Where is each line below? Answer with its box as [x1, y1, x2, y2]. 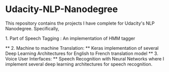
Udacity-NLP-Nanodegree [5, 4, 118, 15]
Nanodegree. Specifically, [5, 25, 59, 31]
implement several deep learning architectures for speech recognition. [5, 61, 153, 67]
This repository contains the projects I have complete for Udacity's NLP [5, 20, 155, 26]
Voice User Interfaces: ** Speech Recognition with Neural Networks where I [5, 55, 164, 61]
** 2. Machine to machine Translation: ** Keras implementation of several [5, 45, 159, 51]
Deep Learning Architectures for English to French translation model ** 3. [5, 50, 158, 56]
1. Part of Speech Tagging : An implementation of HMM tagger [5, 35, 136, 41]
